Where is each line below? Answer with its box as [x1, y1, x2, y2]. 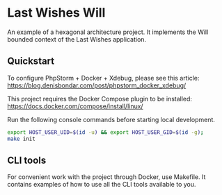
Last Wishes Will [7, 5, 106, 21]
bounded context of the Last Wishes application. [7, 35, 147, 43]
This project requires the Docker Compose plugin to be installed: [7, 94, 193, 103]
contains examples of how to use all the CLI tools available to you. [7, 180, 196, 189]
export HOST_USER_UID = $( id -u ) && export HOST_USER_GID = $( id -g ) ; [7, 128, 204, 136]
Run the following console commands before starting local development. [7, 115, 216, 124]
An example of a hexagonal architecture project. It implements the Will [7, 28, 209, 36]
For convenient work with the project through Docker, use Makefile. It [7, 173, 206, 181]
